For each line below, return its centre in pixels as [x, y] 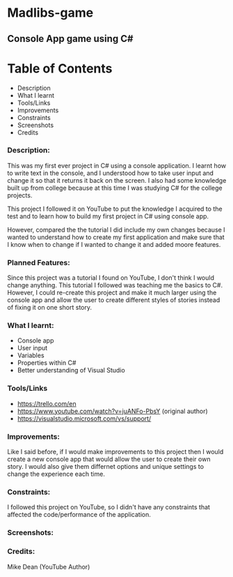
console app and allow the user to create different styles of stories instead [114, 300]
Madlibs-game [50, 13]
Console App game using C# [70, 39]
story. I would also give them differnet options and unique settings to [105, 466]
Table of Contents [60, 68]
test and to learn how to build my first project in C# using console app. [108, 216]
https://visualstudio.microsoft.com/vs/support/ [84, 418]
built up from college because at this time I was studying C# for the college [115, 188]
